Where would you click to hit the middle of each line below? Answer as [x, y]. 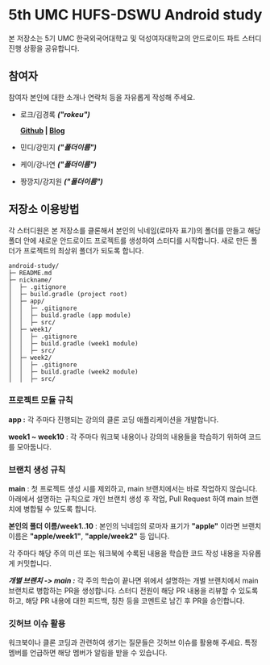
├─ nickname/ [30, 280]
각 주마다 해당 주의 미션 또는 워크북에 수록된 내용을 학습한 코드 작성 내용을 [124, 554]
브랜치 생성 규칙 [37, 470]
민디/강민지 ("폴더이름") [58, 147]
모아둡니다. [34, 446]
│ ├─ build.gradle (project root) [68, 294]
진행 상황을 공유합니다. [44, 48]
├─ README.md [30, 273]
